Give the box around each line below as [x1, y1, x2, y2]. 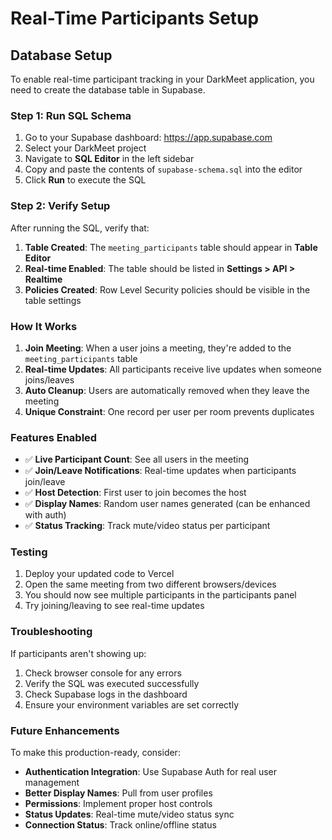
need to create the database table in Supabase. [10, 84, 206, 96]
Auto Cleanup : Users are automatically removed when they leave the [24, 384, 310, 396]
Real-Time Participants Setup [10, 7, 260, 30]
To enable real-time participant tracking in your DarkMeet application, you [10, 73, 315, 85]
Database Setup [10, 47, 113, 64]
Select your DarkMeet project [24, 142, 147, 154]
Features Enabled [10, 430, 98, 444]
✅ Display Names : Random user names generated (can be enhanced [24, 498, 311, 510]
